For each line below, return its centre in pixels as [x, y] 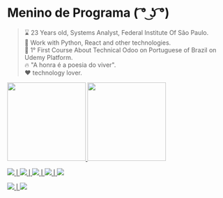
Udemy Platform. [48, 57]
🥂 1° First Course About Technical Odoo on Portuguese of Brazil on [120, 49]
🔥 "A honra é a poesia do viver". [70, 65]
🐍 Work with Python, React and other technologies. [98, 43]
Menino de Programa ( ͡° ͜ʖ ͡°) [89, 13]
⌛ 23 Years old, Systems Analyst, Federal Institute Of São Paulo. [116, 32]
